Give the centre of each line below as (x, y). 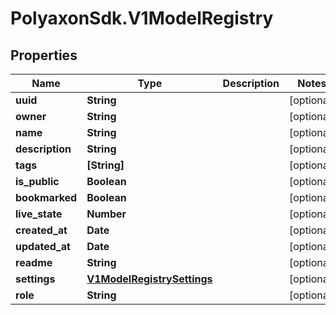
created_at (41, 230)
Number (106, 214)
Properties (44, 55)
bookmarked (46, 197)
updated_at (43, 246)
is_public (37, 181)
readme (34, 262)
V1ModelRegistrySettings (149, 279)
